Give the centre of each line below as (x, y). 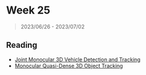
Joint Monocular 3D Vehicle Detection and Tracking (77, 59)
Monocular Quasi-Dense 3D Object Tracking (69, 66)
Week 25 (28, 10)
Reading (22, 45)
